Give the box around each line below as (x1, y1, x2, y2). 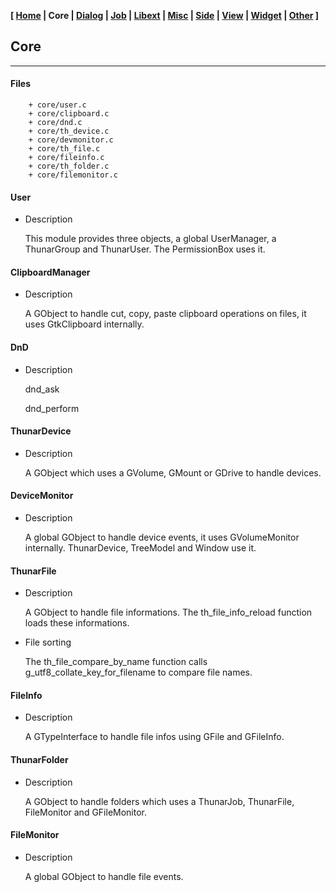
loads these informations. (24, 617, 130, 629)
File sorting (24, 636, 72, 649)
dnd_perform (24, 402, 80, 414)
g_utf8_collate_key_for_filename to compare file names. (24, 666, 253, 679)
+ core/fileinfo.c (28, 153, 105, 163)
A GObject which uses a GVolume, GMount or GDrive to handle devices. (24, 466, 322, 479)
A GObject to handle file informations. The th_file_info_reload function (24, 606, 313, 619)
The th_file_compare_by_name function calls (24, 656, 208, 668)
